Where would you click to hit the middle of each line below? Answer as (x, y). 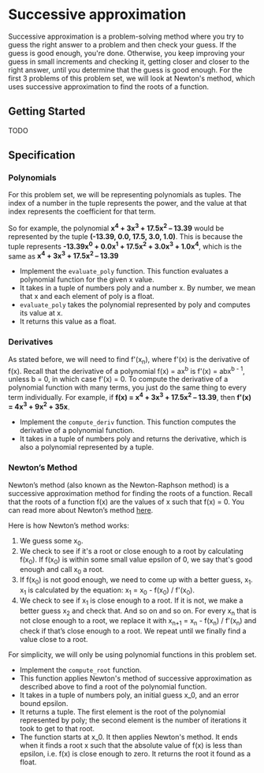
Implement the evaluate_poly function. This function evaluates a (124, 271)
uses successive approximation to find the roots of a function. (109, 86)
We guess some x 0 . (51, 541)
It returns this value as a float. (68, 322)
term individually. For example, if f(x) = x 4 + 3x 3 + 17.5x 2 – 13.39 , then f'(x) (130, 396)
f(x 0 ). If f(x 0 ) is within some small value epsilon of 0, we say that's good (136, 560)
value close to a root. (54, 640)
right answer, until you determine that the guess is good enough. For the (125, 69)
